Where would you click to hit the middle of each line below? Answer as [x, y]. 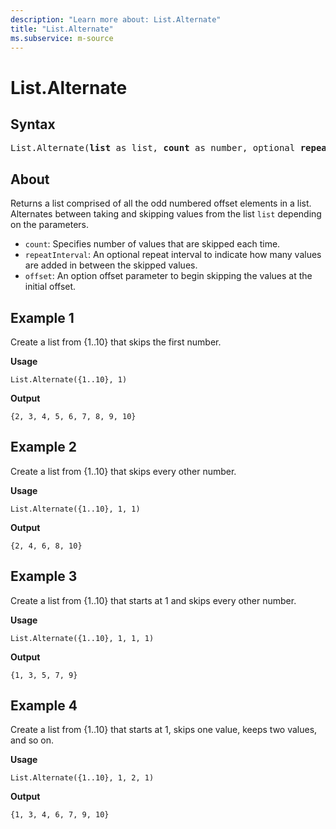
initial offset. [50, 287]
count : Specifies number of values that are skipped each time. [152, 244]
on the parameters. [49, 225]
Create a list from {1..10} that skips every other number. [123, 471]
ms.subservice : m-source [62, 38]
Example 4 [44, 706]
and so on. [32, 740]
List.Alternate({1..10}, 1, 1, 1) [82, 638]
